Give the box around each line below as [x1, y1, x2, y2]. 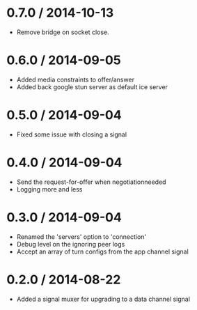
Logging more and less [16, 185, 83, 193]
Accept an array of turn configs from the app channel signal [16, 247, 189, 256]
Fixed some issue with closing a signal [16, 130, 127, 139]
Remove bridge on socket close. [16, 28, 109, 36]
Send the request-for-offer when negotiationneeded [16, 178, 166, 186]
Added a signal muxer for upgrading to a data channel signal [16, 295, 191, 303]
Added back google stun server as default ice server [16, 82, 168, 91]
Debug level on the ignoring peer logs [16, 240, 125, 248]
